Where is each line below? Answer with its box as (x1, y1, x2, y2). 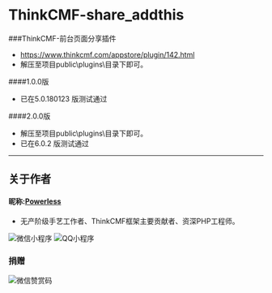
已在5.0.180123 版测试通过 (19, 93, 108, 103)
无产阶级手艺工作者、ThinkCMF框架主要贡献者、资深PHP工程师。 (19, 216, 240, 226)
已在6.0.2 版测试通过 (19, 138, 89, 148)
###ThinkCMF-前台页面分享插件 (8, 33, 117, 43)
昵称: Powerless (8, 196, 62, 206)
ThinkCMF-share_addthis (8, 6, 185, 24)
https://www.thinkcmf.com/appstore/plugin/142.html (19, 50, 195, 59)
